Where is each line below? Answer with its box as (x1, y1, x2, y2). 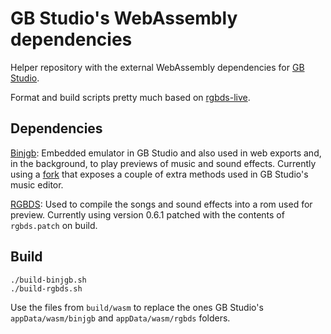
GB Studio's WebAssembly (10, 7, 238, 30)
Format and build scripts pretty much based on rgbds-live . (10, 91, 251, 103)
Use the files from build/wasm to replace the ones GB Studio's (10, 301, 264, 313)
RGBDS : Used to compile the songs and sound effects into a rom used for (10, 198, 313, 210)
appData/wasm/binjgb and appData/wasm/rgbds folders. (10, 312, 231, 324)
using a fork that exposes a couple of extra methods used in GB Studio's (10, 168, 309, 180)
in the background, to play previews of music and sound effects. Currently (10, 157, 317, 169)
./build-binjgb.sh (10, 275, 87, 285)
